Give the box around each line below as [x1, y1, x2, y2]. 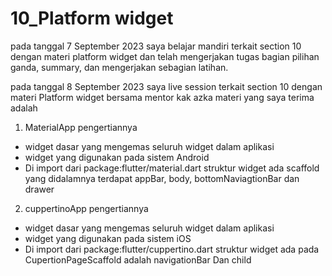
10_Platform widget [10, 7, 174, 30]
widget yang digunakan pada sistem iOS [24, 232, 192, 244]
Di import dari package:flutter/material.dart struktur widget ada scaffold [24, 162, 320, 174]
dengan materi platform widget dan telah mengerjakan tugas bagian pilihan [10, 50, 320, 62]
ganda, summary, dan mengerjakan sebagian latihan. [10, 61, 229, 73]
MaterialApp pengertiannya [24, 121, 138, 133]
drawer [24, 183, 55, 195]
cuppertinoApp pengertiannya [24, 202, 149, 214]
